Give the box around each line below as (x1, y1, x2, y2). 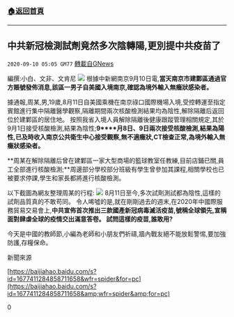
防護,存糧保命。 (7, 239, 52, 247)
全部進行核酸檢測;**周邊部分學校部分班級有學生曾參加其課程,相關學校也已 (13, 165, 225, 174)
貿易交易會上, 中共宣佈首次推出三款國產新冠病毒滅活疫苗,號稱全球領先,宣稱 (13, 206, 227, 214)
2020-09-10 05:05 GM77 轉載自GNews (7, 59, 114, 68)
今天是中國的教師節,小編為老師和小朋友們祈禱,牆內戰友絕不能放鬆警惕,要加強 (7, 230, 226, 238)
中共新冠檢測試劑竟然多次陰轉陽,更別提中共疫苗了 (7, 40, 221, 52)
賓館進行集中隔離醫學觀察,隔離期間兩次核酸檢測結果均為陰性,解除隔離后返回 (7, 107, 225, 115)
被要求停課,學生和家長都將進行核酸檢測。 (7, 174, 125, 182)
